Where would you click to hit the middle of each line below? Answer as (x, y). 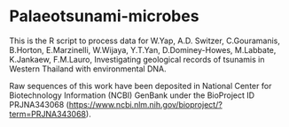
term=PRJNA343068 (48, 114)
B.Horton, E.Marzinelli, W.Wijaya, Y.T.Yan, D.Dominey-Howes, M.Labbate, (143, 49)
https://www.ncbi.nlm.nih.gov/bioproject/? (146, 104)
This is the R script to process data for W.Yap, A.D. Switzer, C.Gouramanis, (145, 41)
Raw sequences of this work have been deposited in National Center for (141, 86)
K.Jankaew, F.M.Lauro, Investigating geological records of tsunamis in (137, 59)
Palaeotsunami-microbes (104, 16)
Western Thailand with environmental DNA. (88, 69)
